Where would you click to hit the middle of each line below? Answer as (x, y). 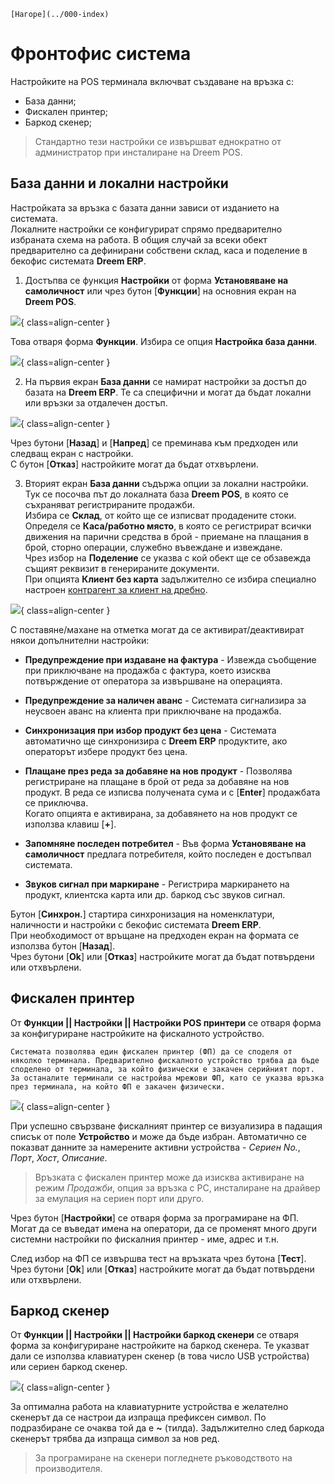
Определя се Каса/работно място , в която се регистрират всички (168, 526)
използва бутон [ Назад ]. (63, 946)
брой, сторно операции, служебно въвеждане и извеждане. (153, 547)
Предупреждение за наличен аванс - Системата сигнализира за (165, 700)
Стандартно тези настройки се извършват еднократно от (158, 141)
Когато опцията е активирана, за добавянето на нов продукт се (161, 813)
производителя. (68, 1469)
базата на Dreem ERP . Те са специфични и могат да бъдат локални (168, 392)
